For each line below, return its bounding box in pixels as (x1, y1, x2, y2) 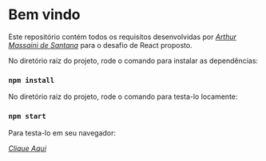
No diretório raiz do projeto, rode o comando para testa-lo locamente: (8, 92, 238, 101)
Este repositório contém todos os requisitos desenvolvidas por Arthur (8, 32, 237, 41)
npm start (8, 112, 46, 121)
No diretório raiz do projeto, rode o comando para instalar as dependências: (8, 56, 258, 65)
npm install (8, 76, 55, 84)
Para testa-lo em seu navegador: (8, 128, 117, 137)
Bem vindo (8, 6, 81, 24)
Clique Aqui (8, 143, 46, 153)
